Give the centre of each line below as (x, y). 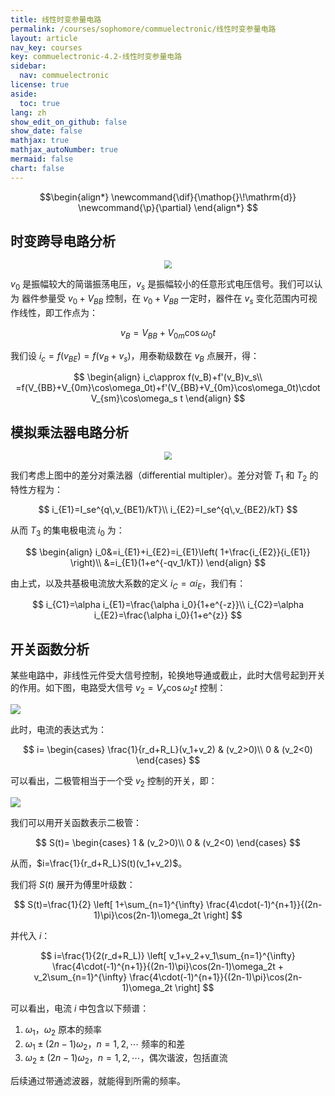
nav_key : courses (46, 47)
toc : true (39, 103)
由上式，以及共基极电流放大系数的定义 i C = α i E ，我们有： (128, 584)
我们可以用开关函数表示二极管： (76, 822)
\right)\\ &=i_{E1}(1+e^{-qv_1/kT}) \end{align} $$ (168, 562)
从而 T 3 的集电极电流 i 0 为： (67, 531)
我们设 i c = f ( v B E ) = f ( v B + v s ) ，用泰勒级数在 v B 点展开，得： (135, 356)
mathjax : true (40, 141)
